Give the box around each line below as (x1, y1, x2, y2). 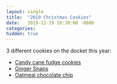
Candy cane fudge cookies (14, 59, 81, 66)
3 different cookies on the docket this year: (6, 47, 112, 54)
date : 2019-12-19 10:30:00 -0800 (6, 20, 94, 26)
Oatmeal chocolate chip (14, 71, 73, 79)
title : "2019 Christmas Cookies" (6, 14, 92, 20)
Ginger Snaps (14, 65, 49, 72)
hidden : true (6, 31, 39, 37)
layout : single (6, 8, 44, 15)
